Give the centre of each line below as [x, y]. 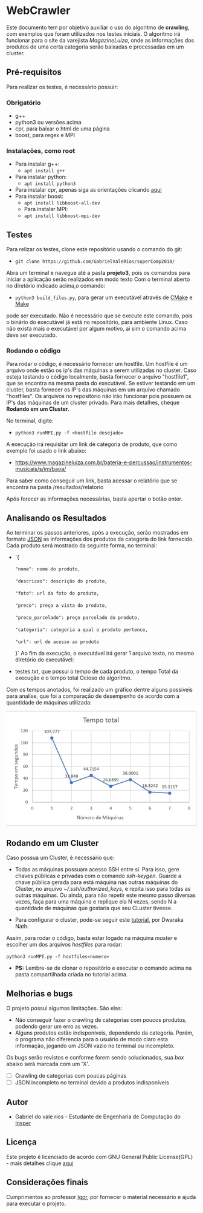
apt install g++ [44, 171]
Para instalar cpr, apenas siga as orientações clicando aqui [88, 190]
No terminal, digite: [30, 421]
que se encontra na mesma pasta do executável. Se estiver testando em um [101, 383]
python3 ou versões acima [48, 123]
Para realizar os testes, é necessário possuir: [62, 87]
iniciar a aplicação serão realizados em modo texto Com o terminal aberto [98, 279]
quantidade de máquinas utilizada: [49, 703]
